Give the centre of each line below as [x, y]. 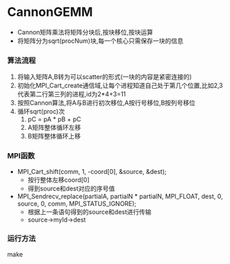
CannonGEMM [50, 12]
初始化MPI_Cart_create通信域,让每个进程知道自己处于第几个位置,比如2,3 [120, 86]
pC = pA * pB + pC [54, 119]
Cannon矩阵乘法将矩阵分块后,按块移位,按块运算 [85, 32]
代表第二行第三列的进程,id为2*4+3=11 [72, 94]
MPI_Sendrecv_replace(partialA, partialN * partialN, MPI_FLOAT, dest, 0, [120, 196]
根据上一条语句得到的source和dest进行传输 [89, 211]
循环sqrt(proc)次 [41, 112]
